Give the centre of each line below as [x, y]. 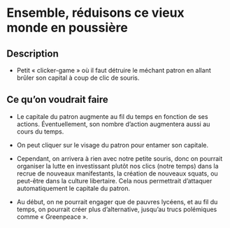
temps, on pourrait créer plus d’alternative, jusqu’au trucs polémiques [117, 209]
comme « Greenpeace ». [52, 216]
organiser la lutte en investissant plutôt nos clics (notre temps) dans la [117, 166]
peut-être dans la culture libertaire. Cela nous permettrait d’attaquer [114, 180]
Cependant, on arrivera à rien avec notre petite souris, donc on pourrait [120, 158]
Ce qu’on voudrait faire [58, 100]
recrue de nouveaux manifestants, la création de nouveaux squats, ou [117, 173]
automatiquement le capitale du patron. [73, 188]
